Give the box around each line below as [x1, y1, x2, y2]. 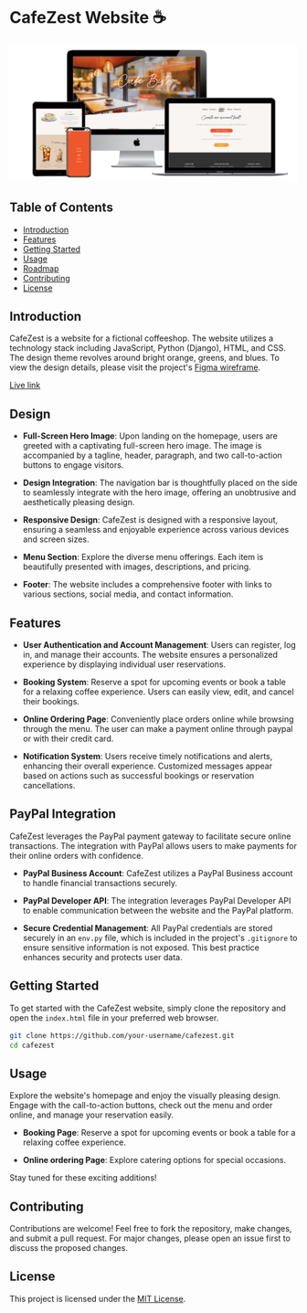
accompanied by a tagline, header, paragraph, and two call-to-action [22, 450, 283, 461]
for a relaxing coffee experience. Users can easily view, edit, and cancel [22, 686, 294, 697]
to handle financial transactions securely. [22, 877, 178, 888]
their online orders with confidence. [9, 850, 144, 861]
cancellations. [22, 780, 76, 791]
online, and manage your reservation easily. [9, 1109, 175, 1120]
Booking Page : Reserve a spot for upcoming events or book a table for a [22, 1128, 296, 1138]
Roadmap [22, 262, 59, 274]
